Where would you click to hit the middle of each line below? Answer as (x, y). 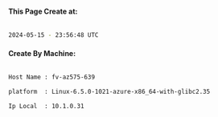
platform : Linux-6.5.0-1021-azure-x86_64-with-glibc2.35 (109, 92)
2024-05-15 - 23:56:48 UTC (53, 35)
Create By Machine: (42, 53)
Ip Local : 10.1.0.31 (46, 107)
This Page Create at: (43, 11)
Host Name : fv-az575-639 (51, 77)
